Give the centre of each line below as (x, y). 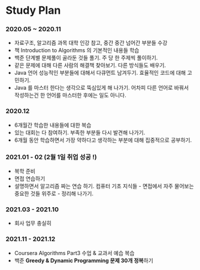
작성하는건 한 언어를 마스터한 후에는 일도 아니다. (70, 95)
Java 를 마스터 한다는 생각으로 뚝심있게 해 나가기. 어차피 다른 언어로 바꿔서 (101, 88)
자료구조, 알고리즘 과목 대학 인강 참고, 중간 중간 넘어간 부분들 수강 (91, 43)
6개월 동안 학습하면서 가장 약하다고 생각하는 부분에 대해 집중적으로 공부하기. (103, 140)
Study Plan (33, 10)
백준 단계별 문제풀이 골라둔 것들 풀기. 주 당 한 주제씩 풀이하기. (86, 58)
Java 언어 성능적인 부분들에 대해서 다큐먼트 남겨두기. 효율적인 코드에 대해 (100, 73)
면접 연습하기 (30, 179)
